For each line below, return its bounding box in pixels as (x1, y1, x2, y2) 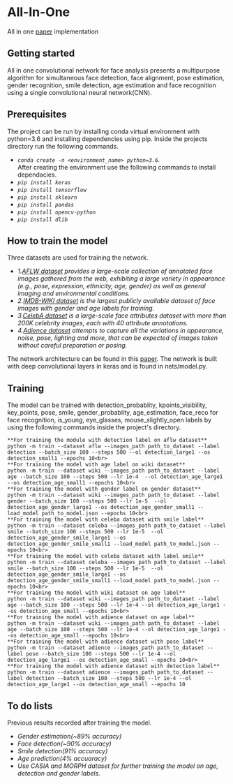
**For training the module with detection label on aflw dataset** (7, 437, 208, 444)
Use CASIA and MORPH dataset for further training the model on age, (17, 762, 218, 770)
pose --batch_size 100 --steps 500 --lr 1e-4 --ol (25, 651, 176, 658)
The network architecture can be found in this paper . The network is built (7, 355, 218, 363)
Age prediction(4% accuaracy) (17, 755, 107, 762)
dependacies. (17, 170, 57, 179)
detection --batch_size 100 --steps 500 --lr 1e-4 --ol (25, 675, 192, 682)
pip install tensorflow (17, 186, 87, 193)
